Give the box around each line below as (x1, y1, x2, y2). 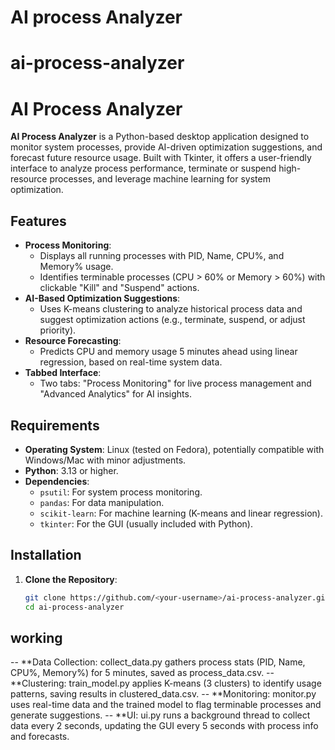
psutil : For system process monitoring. (39, 486, 203, 498)
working (10, 629, 63, 646)
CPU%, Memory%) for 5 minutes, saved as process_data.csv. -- (10, 667, 275, 679)
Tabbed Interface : (24, 367, 102, 379)
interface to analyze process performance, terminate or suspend (10, 162, 277, 175)
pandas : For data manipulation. (39, 496, 165, 508)
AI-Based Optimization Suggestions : (24, 292, 181, 305)
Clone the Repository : (24, 573, 118, 585)
